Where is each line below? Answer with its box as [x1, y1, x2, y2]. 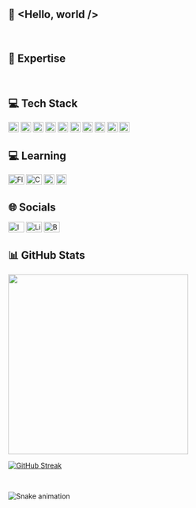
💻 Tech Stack [8, 97, 78, 111]
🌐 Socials [8, 200, 57, 214]
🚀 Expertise [8, 52, 66, 66]
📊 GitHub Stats [8, 248, 85, 262]
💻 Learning [8, 149, 67, 162]
